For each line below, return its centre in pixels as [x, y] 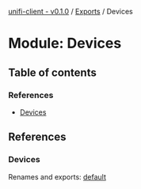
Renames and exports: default [57, 176]
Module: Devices [65, 43]
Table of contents [52, 72]
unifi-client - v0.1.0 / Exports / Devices [70, 11]
